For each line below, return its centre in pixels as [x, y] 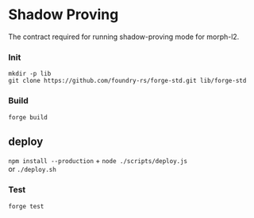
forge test [26, 206]
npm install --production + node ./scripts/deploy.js [98, 161]
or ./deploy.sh [33, 169]
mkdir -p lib [30, 74]
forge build [28, 117]
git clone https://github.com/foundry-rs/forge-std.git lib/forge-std [127, 81]
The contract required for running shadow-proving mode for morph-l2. [124, 37]
